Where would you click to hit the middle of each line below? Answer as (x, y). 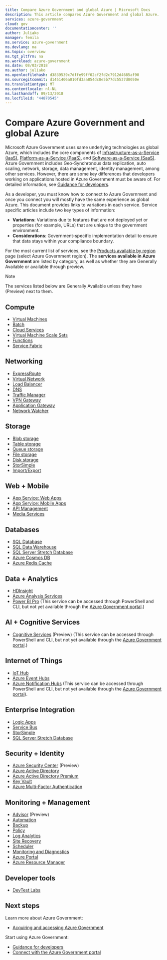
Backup (20, 825)
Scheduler (23, 846)
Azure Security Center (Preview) (46, 765)
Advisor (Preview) (31, 814)
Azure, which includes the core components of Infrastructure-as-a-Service (82, 152)
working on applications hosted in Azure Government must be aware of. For (83, 179)
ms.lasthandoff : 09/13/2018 (34, 93)
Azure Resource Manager (39, 862)
